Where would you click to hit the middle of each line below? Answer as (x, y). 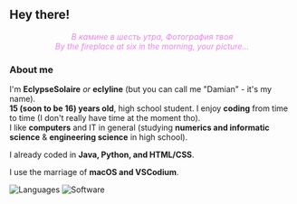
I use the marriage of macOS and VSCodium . (94, 172)
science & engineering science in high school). (99, 137)
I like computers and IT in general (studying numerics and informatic (139, 128)
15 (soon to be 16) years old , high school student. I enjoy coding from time (148, 108)
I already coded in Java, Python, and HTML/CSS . (102, 155)
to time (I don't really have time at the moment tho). (105, 118)
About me (32, 70)
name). (23, 99)
